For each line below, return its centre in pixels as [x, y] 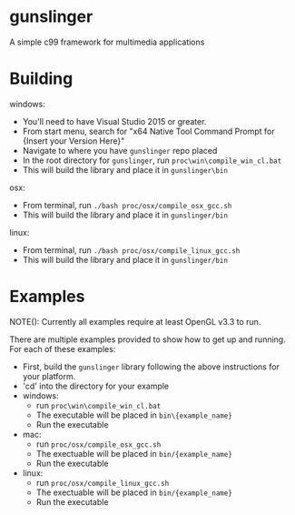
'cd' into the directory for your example [96, 386]
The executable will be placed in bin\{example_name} [134, 415]
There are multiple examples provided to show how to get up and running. [147, 339]
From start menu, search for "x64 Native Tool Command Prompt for [148, 131]
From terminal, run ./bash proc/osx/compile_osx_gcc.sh [127, 205]
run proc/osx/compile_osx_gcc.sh [98, 444]
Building [41, 79]
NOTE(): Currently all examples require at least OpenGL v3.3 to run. [135, 321]
